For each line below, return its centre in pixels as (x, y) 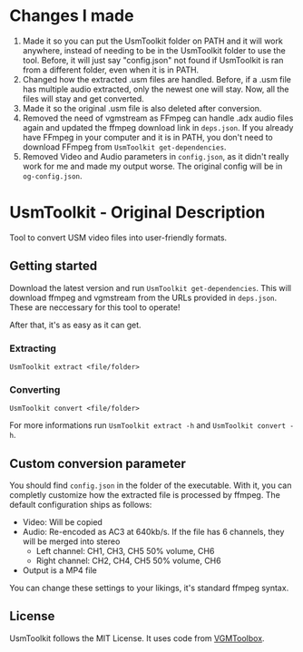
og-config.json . (53, 175)
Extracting (33, 348)
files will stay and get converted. (83, 98)
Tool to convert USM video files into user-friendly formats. (118, 238)
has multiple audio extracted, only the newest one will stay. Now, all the (156, 89)
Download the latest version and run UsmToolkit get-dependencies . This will (151, 287)
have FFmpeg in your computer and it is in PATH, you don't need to (148, 137)
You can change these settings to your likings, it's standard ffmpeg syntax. (149, 588)
